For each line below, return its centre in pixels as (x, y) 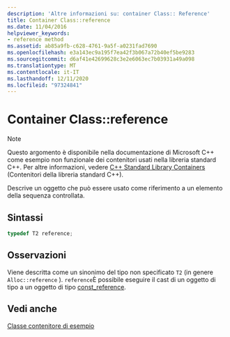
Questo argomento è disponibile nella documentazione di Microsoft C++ (111, 152)
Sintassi (25, 217)
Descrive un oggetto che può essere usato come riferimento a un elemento (115, 188)
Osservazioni (37, 255)
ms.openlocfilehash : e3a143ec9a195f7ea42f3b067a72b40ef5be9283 (101, 53)
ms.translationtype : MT (42, 66)
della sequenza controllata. (46, 195)
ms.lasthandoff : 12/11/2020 (48, 78)
